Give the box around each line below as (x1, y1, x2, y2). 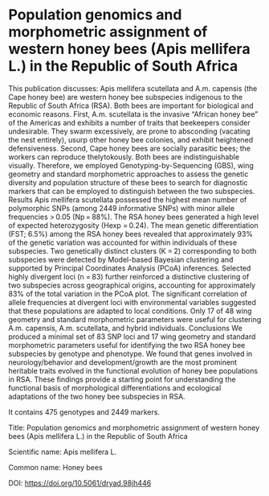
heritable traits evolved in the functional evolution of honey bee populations (8, 366, 259, 375)
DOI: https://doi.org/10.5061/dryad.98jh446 (8, 477, 152, 488)
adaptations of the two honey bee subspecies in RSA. (8, 391, 186, 401)
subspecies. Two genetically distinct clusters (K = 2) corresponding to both (8, 246, 257, 255)
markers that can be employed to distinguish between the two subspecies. (8, 186, 255, 196)
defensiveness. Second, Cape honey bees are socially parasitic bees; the (8, 143, 251, 153)
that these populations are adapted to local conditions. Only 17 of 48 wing (8, 306, 252, 316)
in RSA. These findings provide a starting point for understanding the (8, 374, 236, 384)
